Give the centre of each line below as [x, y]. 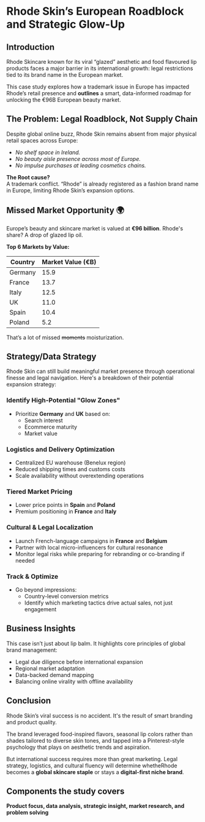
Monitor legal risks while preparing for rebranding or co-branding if [100, 554]
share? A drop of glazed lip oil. [45, 235]
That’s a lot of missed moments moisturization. [65, 337]
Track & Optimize [32, 576]
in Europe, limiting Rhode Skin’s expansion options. [70, 190]
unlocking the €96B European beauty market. [64, 100]
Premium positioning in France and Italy [66, 512]
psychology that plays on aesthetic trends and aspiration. [79, 747]
